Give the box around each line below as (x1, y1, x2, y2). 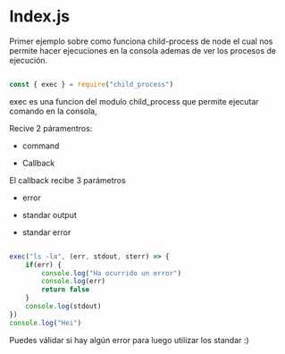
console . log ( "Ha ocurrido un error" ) (41, 268, 181, 278)
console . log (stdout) (25, 302, 102, 311)
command (21, 140, 60, 151)
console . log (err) (41, 277, 105, 286)
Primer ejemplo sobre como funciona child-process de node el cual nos (9, 36, 273, 46)
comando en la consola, (9, 105, 97, 116)
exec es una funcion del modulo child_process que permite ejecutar (9, 96, 259, 106)
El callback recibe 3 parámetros (9, 174, 127, 185)
